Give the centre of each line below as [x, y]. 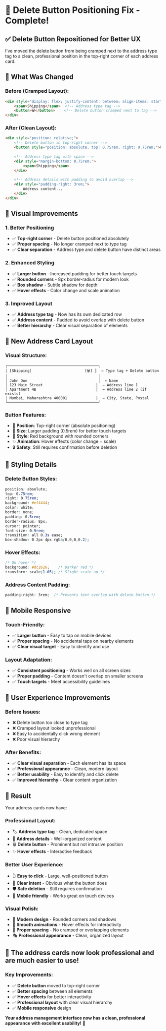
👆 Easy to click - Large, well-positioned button [60, 876]
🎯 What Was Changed [39, 77]
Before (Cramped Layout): [37, 91]
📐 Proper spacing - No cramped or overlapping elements [71, 930]
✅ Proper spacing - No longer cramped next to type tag [69, 244]
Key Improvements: [29, 975]
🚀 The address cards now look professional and [80, 953]
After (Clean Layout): [31, 128]
